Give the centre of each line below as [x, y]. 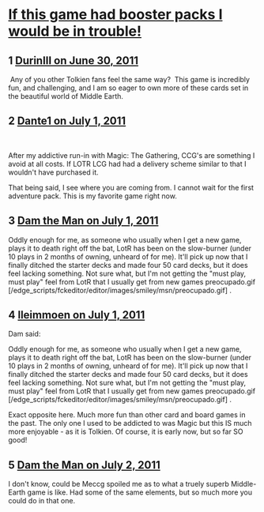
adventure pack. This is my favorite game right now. [93, 196]
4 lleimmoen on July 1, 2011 [77, 315]
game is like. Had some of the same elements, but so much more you [140, 492]
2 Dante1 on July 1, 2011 [67, 121]
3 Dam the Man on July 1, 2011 [83, 221]
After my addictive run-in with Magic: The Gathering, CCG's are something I [132, 155]
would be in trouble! [75, 31]
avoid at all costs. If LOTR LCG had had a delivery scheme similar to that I [127, 164]
